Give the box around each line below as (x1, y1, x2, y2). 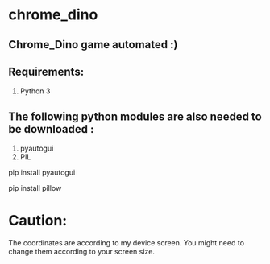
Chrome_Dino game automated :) (8, 38, 178, 52)
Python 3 (19, 86, 51, 96)
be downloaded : (8, 122, 94, 136)
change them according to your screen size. (8, 247, 156, 257)
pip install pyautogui (8, 167, 76, 178)
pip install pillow (8, 184, 62, 193)
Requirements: (8, 64, 85, 78)
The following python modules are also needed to (8, 109, 262, 123)
